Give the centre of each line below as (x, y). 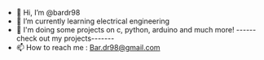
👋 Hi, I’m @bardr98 (48, 13)
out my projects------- (77, 38)
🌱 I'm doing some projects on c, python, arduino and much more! (125, 30)
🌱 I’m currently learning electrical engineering (92, 21)
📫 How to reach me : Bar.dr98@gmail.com (88, 47)
